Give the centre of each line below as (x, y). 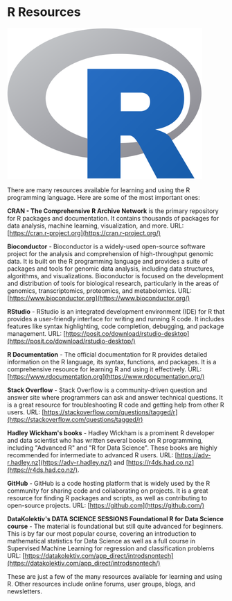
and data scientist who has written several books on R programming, (105, 440)
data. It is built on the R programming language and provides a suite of (108, 261)
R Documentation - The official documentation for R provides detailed (107, 354)
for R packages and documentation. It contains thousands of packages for (113, 218)
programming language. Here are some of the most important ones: (104, 197)
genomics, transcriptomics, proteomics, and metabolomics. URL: (99, 290)
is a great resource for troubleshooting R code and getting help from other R (116, 405)
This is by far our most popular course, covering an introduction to (102, 533)
